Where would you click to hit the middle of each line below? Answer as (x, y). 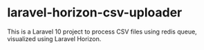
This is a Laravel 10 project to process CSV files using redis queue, (102, 32)
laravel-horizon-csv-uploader (95, 13)
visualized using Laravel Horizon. (54, 38)
